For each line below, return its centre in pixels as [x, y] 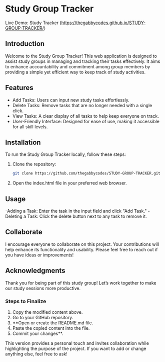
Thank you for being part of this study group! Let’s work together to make [81, 283]
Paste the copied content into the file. [51, 328]
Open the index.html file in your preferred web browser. [69, 183]
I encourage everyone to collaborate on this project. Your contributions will [82, 244]
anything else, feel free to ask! [36, 354]
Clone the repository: [34, 164]
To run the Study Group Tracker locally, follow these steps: [65, 154]
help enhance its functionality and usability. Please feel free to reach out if [81, 249]
